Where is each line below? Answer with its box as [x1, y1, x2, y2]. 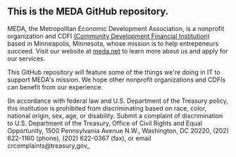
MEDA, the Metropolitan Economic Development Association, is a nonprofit [7, 24, 225, 32]
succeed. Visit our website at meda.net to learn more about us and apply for [7, 46, 228, 55]
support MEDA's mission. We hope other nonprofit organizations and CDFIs [7, 75, 226, 84]
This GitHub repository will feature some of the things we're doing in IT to [7, 68, 221, 76]
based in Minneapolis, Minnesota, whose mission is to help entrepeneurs [7, 39, 219, 48]
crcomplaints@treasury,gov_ [7, 141, 90, 150]
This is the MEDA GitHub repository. [7, 6, 169, 18]
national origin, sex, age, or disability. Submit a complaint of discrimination [7, 111, 223, 120]
